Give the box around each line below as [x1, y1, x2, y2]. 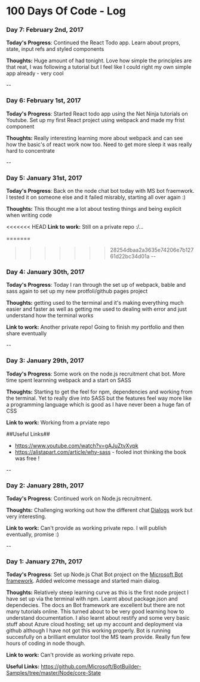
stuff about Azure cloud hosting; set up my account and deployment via [6, 621, 183, 628]
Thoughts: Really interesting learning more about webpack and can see [6, 134, 183, 141]
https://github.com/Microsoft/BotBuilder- [41, 663, 141, 670]
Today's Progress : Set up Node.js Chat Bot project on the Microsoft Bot [6, 571, 183, 578]
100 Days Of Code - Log [6, 4, 127, 18]
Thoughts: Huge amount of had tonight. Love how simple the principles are [6, 57, 192, 64]
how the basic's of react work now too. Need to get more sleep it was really [6, 141, 192, 148]
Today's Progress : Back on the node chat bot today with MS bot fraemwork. [6, 187, 195, 195]
